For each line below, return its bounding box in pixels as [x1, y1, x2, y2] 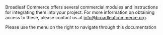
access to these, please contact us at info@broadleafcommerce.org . [5, 15, 147, 20]
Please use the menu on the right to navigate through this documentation [5, 24, 157, 30]
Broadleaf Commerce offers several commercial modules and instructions [5, 4, 158, 10]
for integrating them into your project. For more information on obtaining [5, 9, 155, 15]
